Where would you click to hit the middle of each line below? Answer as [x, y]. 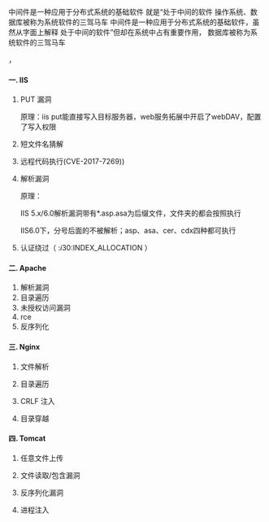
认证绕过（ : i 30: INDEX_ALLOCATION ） [86, 248]
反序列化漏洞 [41, 492]
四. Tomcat [27, 438]
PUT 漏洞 [36, 99]
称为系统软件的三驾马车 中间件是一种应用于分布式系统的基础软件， [141, 22]
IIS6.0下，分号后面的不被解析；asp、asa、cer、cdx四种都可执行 [128, 231]
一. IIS [18, 80]
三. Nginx [24, 347]
